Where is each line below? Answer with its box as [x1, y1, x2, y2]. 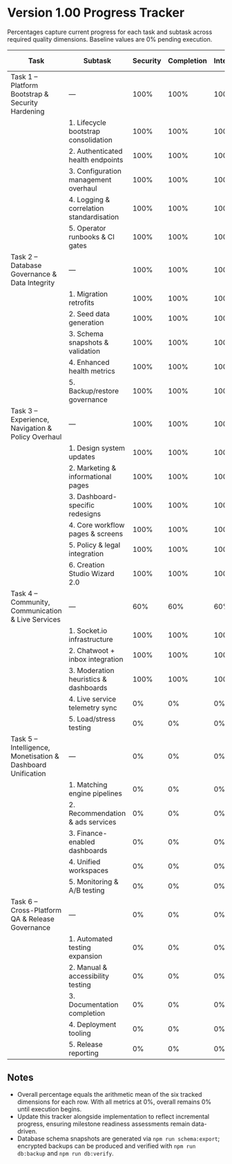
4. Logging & [68, 195, 110, 204]
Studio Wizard [68, 568, 115, 578]
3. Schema [68, 329, 104, 339]
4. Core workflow [68, 520, 125, 530]
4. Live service [68, 694, 117, 704]
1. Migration [68, 289, 108, 298]
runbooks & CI [68, 232, 115, 242]
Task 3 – [10, 406, 38, 415]
